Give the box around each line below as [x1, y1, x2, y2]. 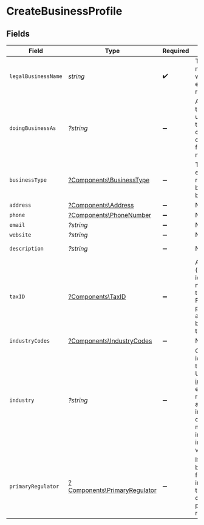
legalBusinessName [9, 73, 63, 80]
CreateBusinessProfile [6, 4, 123, 18]
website [9, 232, 32, 238]
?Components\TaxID [68, 293, 126, 301]
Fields [6, 29, 30, 39]
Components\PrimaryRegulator [68, 486, 157, 495]
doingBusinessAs [9, 125, 56, 132]
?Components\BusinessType [68, 176, 150, 184]
